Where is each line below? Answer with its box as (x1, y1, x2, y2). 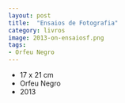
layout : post (8, 11, 51, 20)
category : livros (8, 26, 66, 34)
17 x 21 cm (19, 71, 54, 79)
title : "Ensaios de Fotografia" (8, 19, 119, 27)
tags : (8, 41, 26, 49)
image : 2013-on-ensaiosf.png (8, 33, 104, 42)
